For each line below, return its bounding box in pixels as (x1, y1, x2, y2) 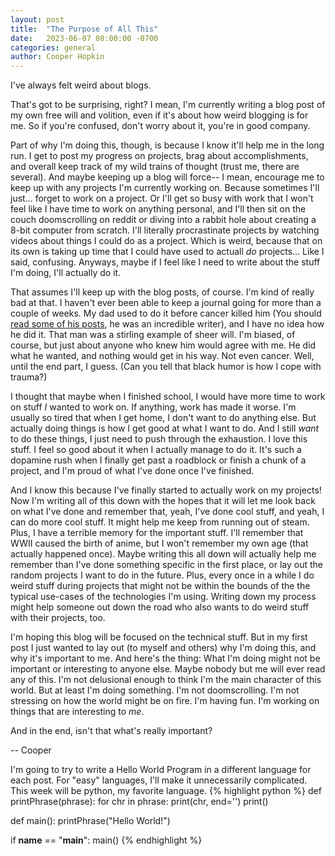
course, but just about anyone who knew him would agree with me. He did (10, 339, 317, 351)
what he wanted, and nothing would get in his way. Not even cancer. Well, (10, 350, 315, 362)
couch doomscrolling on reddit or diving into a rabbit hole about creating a (10, 214, 317, 226)
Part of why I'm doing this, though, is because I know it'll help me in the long (10, 139, 325, 151)
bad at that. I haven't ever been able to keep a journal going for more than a (10, 297, 322, 309)
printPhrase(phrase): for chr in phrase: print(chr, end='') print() (10, 796, 269, 808)
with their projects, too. (10, 612, 106, 624)
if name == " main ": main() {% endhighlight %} (10, 834, 203, 846)
